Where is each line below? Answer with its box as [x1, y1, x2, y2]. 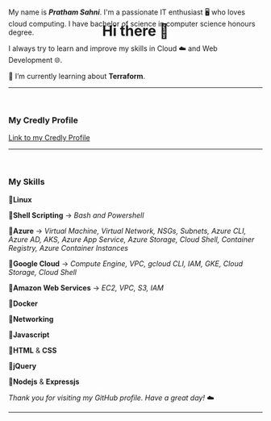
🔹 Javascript [8, 330, 50, 340]
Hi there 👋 [102, 22, 169, 40]
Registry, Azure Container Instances [8, 243, 129, 252]
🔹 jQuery [8, 361, 37, 370]
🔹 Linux [8, 194, 32, 204]
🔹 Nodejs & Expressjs [8, 377, 80, 386]
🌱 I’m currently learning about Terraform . [8, 72, 146, 81]
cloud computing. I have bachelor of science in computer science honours [8, 19, 256, 28]
